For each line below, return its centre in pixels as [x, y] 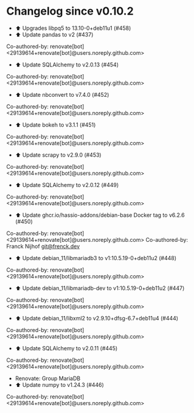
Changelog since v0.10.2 [70, 11]
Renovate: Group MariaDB [48, 378]
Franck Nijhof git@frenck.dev [43, 246]
